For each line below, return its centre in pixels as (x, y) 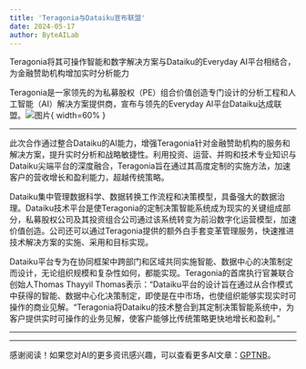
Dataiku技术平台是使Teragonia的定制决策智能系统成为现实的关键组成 (154, 208)
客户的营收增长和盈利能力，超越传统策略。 (89, 178)
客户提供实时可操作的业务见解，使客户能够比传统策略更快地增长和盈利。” (145, 319)
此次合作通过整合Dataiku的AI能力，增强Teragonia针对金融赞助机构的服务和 (150, 143)
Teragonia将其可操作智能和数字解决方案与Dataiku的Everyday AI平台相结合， (153, 62)
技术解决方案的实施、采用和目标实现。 (81, 242)
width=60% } (81, 116)
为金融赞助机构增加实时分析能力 (69, 73)
